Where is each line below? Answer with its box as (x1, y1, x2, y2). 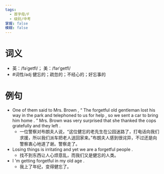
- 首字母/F (9, 12, 29, 17)
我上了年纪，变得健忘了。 (19, 164, 72, 170)
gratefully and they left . (12, 123, 61, 128)
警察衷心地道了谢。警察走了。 (19, 141, 80, 146)
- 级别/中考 (9, 16, 31, 21)
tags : (5, 7, 16, 12)
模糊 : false (5, 26, 28, 30)
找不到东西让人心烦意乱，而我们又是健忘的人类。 (19, 152, 119, 158)
